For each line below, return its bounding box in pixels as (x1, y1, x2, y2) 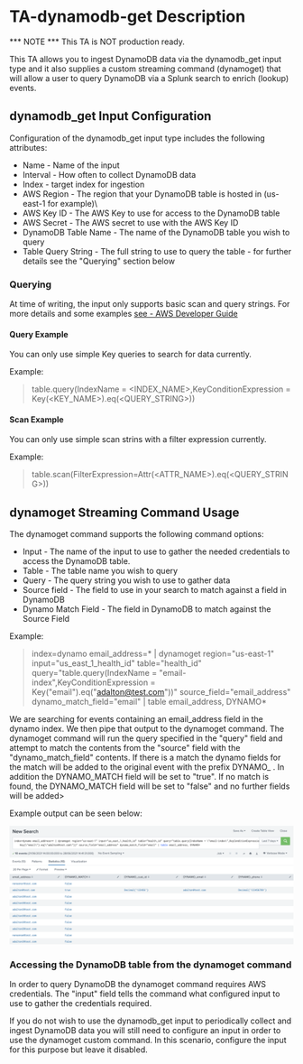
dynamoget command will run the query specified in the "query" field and (9, 733, 283, 744)
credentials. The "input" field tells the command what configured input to (9, 988, 280, 999)
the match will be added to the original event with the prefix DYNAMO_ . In (9, 762, 285, 773)
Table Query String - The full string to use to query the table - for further (22, 245, 292, 256)
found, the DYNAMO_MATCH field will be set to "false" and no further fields (9, 781, 290, 791)
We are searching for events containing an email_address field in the (9, 714, 264, 725)
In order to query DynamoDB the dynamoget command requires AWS (9, 979, 267, 990)
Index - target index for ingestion (22, 179, 145, 190)
